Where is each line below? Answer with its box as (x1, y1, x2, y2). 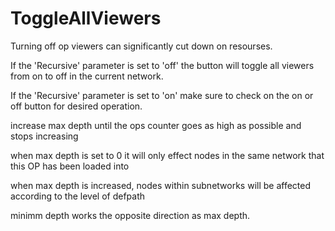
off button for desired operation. (10, 100, 143, 112)
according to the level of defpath (10, 190, 146, 202)
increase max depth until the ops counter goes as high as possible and (10, 119, 302, 131)
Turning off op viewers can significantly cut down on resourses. (10, 40, 273, 52)
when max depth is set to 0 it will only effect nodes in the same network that (10, 149, 325, 161)
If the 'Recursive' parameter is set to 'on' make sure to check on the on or (10, 89, 314, 101)
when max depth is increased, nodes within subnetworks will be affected (10, 179, 312, 191)
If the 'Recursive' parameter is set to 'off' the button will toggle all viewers (10, 59, 315, 71)
